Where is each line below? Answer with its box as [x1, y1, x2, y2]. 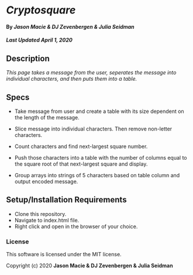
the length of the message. [14, 114, 80, 121]
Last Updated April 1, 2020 [6, 36, 73, 44]
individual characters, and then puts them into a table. [6, 75, 137, 82]
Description [6, 53, 50, 63]
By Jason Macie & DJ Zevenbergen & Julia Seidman [6, 23, 135, 30]
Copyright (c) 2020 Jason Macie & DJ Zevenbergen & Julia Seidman [6, 262, 174, 269]
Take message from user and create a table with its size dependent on [14, 108, 184, 115]
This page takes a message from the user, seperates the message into [6, 69, 177, 76]
